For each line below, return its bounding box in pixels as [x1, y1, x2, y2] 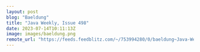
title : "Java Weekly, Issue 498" [6, 20, 89, 26]
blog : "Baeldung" [6, 14, 49, 20]
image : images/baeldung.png [6, 31, 76, 37]
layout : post [6, 8, 39, 15]
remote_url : [6, 36, 36, 42]
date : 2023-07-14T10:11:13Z [6, 25, 76, 32]
